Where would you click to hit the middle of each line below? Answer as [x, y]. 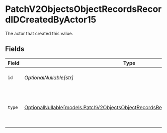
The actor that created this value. [39, 33]
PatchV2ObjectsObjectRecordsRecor [83, 9]
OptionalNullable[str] [49, 77]
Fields [15, 49]
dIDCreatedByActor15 [51, 20]
